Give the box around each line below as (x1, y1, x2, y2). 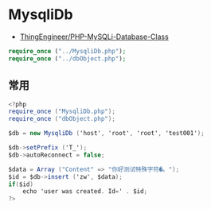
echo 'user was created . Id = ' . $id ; (22, 188, 148, 195)
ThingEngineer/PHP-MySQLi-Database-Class (19, 32, 169, 41)
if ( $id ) (8, 180, 34, 188)
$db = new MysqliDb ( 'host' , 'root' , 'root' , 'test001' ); (8, 130, 205, 137)
